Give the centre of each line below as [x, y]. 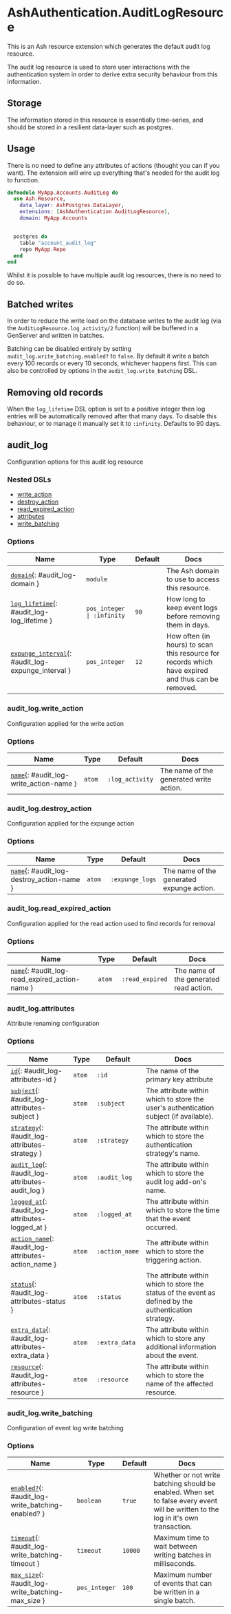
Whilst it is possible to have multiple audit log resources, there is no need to [114, 275]
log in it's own [176, 1518]
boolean [89, 1501]
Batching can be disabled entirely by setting [69, 349]
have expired [187, 671]
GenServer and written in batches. [56, 336]
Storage [25, 104]
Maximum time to [181, 1538]
